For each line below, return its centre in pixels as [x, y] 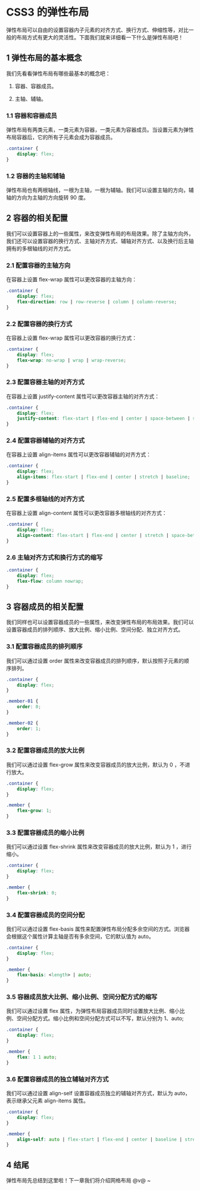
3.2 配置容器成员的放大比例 [45, 750]
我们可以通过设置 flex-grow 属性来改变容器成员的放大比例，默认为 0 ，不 [96, 765]
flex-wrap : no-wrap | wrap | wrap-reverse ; [72, 360]
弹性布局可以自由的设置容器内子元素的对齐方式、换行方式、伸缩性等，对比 [97, 30]
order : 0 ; [29, 707]
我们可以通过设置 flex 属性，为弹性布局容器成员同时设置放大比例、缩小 [93, 1011]
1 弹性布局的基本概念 [44, 58]
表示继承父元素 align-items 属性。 [48, 1101]
